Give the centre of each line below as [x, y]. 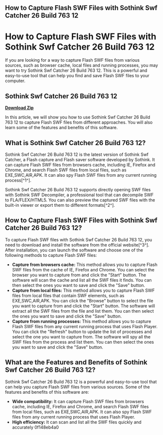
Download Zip [19, 108]
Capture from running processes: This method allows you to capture [81, 321]
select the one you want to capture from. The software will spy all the [81, 336]
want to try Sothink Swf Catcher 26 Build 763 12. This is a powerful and [76, 70]
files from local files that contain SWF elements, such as [68, 295]
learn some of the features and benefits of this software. [61, 128]
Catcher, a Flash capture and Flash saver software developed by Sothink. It [80, 159]
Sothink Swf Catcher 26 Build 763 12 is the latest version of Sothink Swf [77, 154]
